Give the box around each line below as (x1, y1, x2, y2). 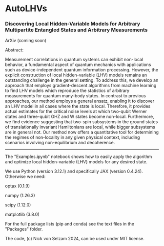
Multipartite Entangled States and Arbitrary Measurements (5, 26, 148, 33)
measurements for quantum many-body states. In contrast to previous (5, 93, 146, 99)
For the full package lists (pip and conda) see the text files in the (5, 221, 134, 227)
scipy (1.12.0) (5, 202, 31, 208)
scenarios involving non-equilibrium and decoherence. (5, 140, 115, 146)
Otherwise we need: (5, 174, 45, 179)
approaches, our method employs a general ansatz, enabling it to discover (5, 98, 155, 104)
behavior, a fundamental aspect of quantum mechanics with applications (5, 62, 151, 67)
